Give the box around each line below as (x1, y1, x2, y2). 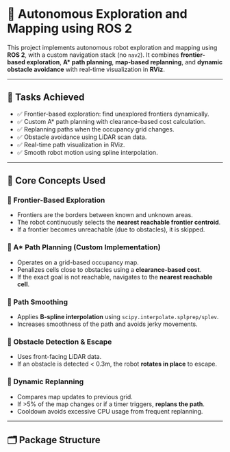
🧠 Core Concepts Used (7, 175, 106, 187)
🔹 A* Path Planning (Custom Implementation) (7, 242, 161, 252)
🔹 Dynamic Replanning (7, 377, 84, 386)
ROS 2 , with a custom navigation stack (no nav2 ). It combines (7, 51, 179, 59)
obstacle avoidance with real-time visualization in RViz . (7, 65, 166, 73)
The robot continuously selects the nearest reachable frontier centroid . (16, 218, 221, 227)
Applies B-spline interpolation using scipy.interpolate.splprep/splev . (16, 313, 219, 321)
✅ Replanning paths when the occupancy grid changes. (16, 125, 175, 133)
